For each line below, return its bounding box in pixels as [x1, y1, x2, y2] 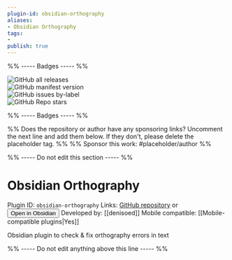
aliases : [7, 17, 33, 24]
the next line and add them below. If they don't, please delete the [7, 132, 194, 140]
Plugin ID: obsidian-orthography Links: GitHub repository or [7, 201, 178, 209]
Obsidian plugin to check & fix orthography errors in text [7, 231, 169, 239]
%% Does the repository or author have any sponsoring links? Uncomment [7, 125, 223, 133]
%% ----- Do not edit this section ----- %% [7, 153, 133, 161]
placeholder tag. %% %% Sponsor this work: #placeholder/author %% [7, 140, 212, 147]
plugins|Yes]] [41, 217, 79, 226]
